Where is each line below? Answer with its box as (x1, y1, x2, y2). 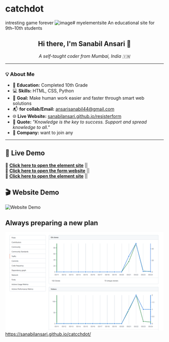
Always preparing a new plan (5, 219, 98, 227)
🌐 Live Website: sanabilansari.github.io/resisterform (12, 113, 122, 119)
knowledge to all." (12, 124, 50, 130)
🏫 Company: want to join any (12, 129, 73, 136)
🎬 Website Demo (5, 188, 59, 197)
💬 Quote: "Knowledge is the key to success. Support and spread (12, 119, 147, 125)
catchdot (5, 3, 44, 15)
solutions (12, 100, 32, 106)
